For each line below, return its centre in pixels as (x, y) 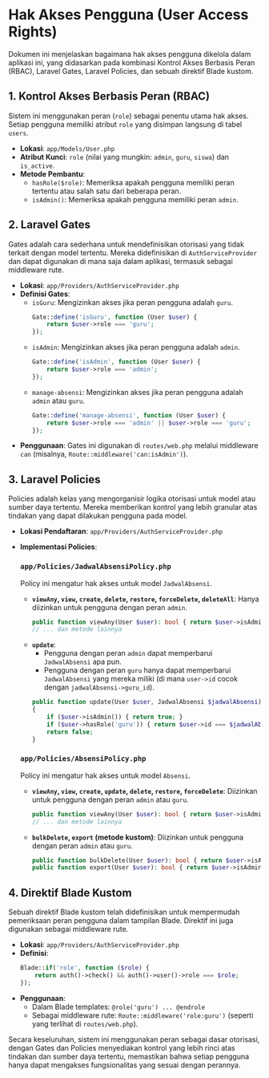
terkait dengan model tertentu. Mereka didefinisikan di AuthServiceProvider (133, 252)
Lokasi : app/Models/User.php (67, 148)
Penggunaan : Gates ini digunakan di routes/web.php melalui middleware (139, 445)
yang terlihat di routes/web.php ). (85, 1023)
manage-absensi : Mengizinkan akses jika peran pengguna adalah (138, 392)
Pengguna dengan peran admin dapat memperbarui (128, 653)
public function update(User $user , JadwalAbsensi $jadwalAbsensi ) (147, 702)
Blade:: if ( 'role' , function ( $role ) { (84, 968)
